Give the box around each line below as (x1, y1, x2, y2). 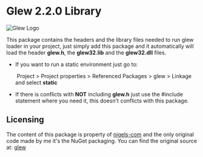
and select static (15, 79, 58, 86)
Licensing (6, 115, 44, 125)
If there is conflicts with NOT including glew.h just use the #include (15, 90, 184, 98)
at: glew (6, 144, 26, 151)
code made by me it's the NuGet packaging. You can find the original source (6, 137, 198, 144)
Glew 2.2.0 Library (6, 4, 102, 18)
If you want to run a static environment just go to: (15, 61, 138, 68)
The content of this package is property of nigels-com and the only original (6, 130, 194, 138)
